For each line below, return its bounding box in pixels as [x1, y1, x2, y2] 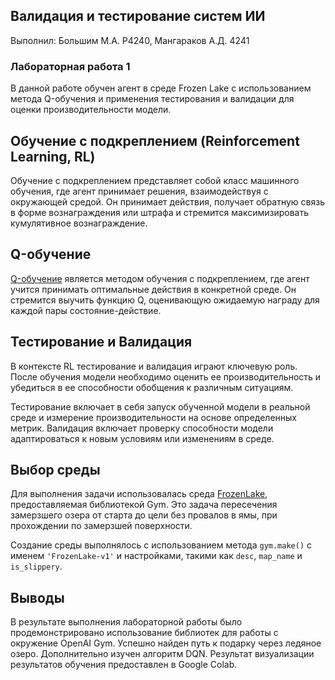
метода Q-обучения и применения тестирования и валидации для [10, 93, 295, 105]
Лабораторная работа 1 [10, 59, 131, 73]
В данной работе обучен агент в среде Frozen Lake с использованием [10, 82, 312, 94]
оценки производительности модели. [10, 104, 172, 116]
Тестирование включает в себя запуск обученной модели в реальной [10, 400, 311, 413]
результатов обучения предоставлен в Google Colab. [10, 659, 238, 671]
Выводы [10, 589, 65, 606]
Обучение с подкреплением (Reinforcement [10, 132, 300, 149]
